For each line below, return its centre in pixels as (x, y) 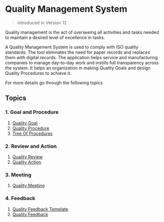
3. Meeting (18, 175)
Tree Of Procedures (32, 133)
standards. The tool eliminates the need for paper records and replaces (78, 52)
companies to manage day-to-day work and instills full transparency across (82, 63)
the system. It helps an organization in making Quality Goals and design (78, 68)
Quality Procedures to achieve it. (38, 73)
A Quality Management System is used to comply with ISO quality (72, 47)
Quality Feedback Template (40, 209)
